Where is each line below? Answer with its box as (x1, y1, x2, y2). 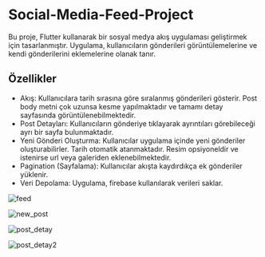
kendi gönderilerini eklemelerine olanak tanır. (8, 49, 156, 58)
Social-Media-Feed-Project (8, 6, 194, 24)
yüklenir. (19, 169, 49, 179)
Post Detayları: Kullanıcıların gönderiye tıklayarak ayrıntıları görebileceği (19, 118, 255, 128)
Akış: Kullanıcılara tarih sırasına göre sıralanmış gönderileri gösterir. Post (19, 93, 258, 103)
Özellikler (8, 72, 57, 85)
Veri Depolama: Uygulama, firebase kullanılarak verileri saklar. (19, 178, 223, 188)
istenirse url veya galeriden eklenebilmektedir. (19, 152, 172, 162)
